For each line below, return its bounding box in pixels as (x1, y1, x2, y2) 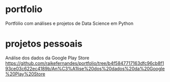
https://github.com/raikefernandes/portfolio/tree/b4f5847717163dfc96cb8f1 (5, 60, 164, 66)
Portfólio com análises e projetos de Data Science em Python (5, 20, 134, 26)
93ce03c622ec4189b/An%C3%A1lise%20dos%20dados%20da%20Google (5, 65, 165, 71)
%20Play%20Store (5, 71, 46, 77)
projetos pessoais (5, 38, 82, 50)
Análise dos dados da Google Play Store (5, 55, 90, 61)
